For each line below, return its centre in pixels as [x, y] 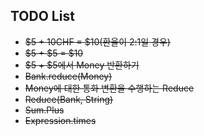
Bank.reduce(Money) [68, 76]
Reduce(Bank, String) [69, 99]
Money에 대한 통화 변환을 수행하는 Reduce [109, 88]
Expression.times [60, 120]
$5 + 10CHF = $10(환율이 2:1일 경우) [97, 41]
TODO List [42, 16]
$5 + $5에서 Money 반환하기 [82, 65]
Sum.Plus [44, 110]
